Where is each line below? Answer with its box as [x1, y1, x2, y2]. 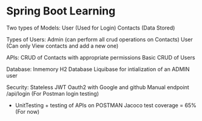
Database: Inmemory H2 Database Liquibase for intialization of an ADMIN [6, 65, 190, 73]
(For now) [15, 108, 40, 115]
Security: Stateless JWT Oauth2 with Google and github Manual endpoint [6, 83, 189, 91]
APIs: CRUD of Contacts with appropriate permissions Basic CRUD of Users [6, 54, 195, 61]
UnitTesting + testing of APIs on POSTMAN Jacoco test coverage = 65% [15, 101, 197, 109]
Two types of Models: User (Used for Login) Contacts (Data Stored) [6, 24, 175, 31]
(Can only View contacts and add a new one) [6, 42, 119, 49]
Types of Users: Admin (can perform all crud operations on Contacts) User [6, 36, 193, 43]
